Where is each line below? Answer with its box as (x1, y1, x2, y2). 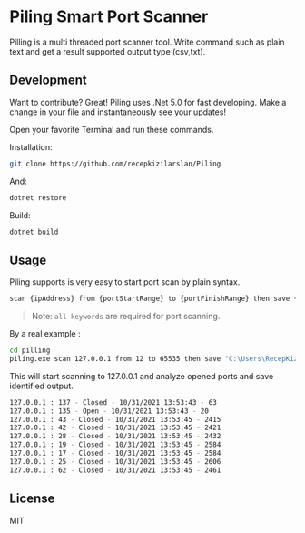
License (9, 491, 55, 507)
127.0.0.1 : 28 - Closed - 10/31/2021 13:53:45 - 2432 (9, 432, 221, 441)
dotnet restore (9, 193, 67, 202)
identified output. (9, 380, 74, 391)
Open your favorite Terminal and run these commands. (9, 124, 214, 135)
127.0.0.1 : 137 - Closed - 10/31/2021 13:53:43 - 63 (9, 397, 218, 407)
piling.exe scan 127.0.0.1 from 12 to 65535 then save (9, 354, 221, 363)
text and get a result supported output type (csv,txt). (9, 45, 206, 56)
